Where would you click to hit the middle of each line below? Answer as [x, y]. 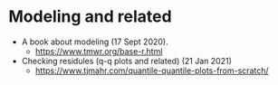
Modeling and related [91, 17]
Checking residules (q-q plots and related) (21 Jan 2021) [127, 61]
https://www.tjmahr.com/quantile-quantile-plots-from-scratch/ [152, 71]
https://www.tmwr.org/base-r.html [99, 51]
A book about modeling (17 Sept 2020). [95, 42]
